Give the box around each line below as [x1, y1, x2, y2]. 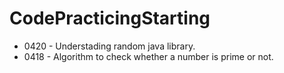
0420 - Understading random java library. [23, 40, 196, 52]
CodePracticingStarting [9, 7, 211, 30]
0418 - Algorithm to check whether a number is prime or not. [23, 50, 274, 62]
